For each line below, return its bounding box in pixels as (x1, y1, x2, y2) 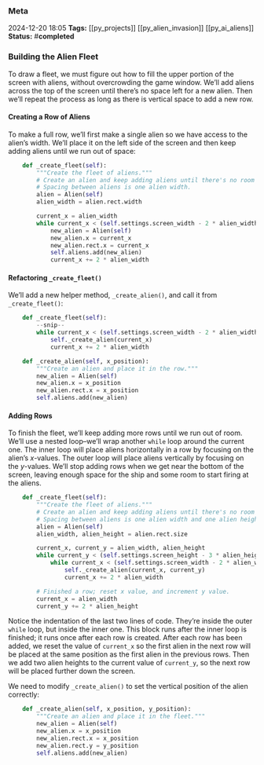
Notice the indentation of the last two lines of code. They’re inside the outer (8, 617, 253, 626)
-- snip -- (36, 321, 65, 329)
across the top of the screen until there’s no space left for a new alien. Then (8, 86, 253, 95)
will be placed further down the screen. (8, 666, 136, 676)
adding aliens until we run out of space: (8, 146, 136, 156)
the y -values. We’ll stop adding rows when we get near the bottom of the (8, 462, 244, 471)
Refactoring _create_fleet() (8, 273, 102, 282)
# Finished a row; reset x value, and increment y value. (36, 587, 230, 595)
